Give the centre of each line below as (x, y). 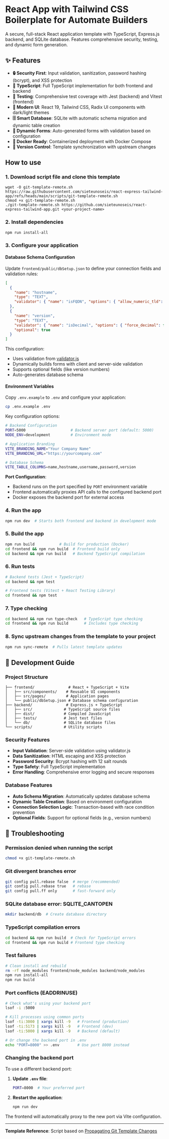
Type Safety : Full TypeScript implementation (59, 767)
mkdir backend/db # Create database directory (56, 914)
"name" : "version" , (35, 316)
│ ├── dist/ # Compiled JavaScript (58, 714)
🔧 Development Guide (40, 662)
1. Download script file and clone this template (63, 177)
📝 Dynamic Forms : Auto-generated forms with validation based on (81, 131)
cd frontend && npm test (31, 595)
